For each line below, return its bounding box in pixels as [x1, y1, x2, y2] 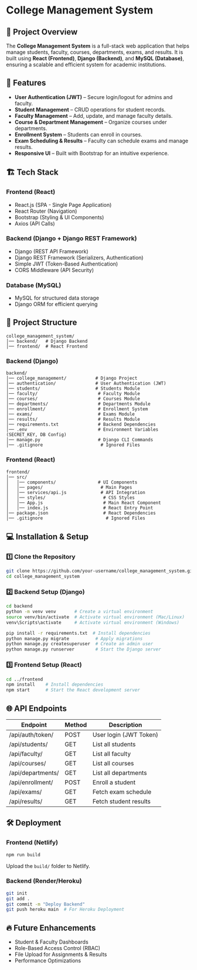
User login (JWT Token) [93, 730, 158, 738]
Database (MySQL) [6, 281, 62, 289]
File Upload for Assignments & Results [14, 951, 107, 958]
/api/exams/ [9, 788, 42, 796]
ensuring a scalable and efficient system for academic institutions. [6, 61, 167, 68]
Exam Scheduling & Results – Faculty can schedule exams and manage [14, 137, 189, 144]
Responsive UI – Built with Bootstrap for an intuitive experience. [14, 149, 169, 156]
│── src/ [6, 474, 28, 480]
